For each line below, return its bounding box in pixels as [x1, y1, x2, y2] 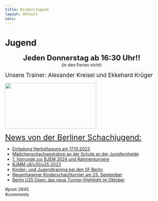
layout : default [5, 12, 38, 17]
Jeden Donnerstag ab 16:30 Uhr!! [22, 53, 141, 63]
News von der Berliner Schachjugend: [5, 132, 142, 143]
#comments [5, 192, 29, 198]
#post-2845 [5, 186, 29, 192]
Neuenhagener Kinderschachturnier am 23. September [12, 172, 123, 178]
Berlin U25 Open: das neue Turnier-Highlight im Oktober [12, 177, 125, 183]
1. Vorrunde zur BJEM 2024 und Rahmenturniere [12, 156, 110, 162]
